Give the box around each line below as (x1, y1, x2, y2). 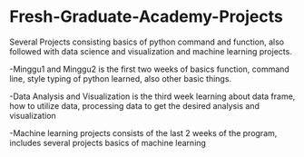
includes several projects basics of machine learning (9, 137, 207, 148)
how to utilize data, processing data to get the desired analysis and (9, 100, 260, 111)
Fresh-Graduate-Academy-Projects (9, 6, 283, 27)
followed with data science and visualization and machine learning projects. (9, 45, 292, 56)
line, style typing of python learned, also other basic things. (9, 73, 232, 83)
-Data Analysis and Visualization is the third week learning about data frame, (9, 91, 296, 102)
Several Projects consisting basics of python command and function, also (9, 36, 284, 47)
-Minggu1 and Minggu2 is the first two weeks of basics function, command (9, 64, 290, 74)
